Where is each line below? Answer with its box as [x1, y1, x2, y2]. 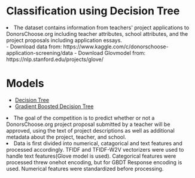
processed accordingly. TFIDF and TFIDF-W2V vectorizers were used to [6, 146, 184, 153]
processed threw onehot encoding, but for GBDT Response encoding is [6, 158, 182, 165]
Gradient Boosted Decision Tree [14, 103, 94, 110]
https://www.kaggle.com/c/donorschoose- [63, 43, 169, 50]
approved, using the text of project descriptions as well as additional [6, 127, 175, 134]
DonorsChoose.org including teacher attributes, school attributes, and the [6, 30, 188, 37]
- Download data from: [6, 43, 62, 50]
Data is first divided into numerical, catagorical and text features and [14, 139, 182, 147]
